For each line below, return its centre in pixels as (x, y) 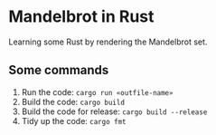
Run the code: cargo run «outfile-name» (97, 92)
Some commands (59, 70)
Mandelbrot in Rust (81, 17)
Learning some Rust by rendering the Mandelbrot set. (108, 42)
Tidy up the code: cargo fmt (74, 121)
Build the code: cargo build (73, 101)
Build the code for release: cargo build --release (114, 111)
